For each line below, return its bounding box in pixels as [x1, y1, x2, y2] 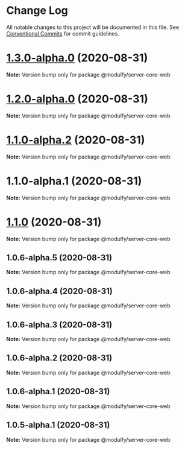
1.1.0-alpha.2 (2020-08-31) [6, 133, 145, 146]
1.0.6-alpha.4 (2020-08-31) [6, 286, 113, 296]
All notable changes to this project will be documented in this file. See [6, 24, 180, 31]
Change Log [6, 4, 68, 17]
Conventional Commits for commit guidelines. [6, 30, 119, 37]
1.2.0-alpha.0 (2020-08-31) [6, 92, 149, 106]
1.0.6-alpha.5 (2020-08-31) [6, 253, 113, 263]
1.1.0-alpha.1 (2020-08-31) [6, 174, 142, 187]
